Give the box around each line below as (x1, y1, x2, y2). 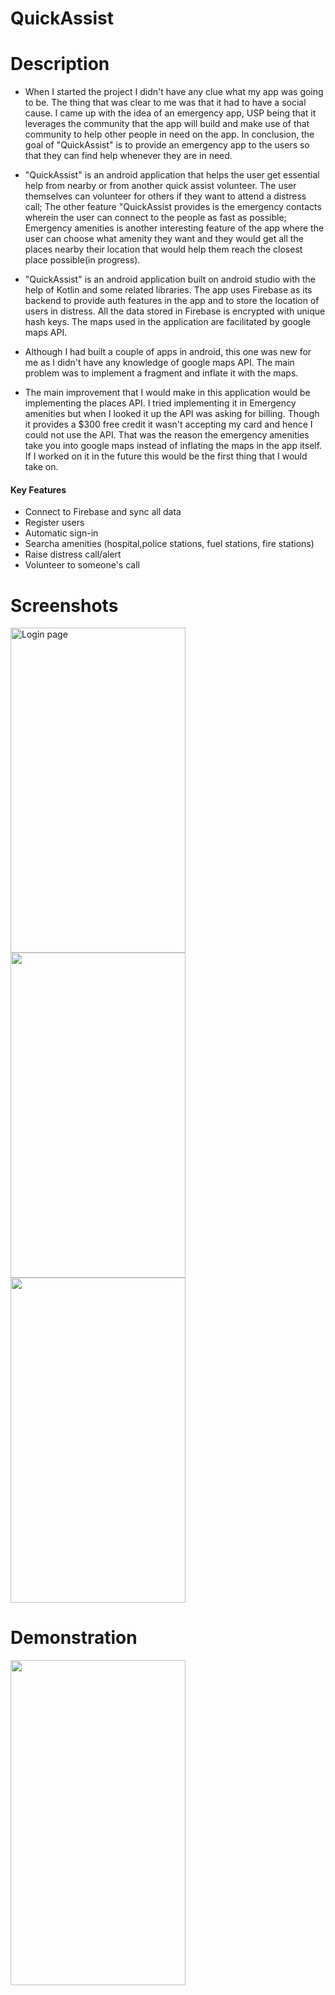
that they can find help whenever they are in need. (24, 150, 233, 162)
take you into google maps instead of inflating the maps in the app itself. (24, 440, 323, 452)
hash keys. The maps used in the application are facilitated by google (24, 316, 311, 328)
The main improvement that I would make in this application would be (24, 387, 311, 399)
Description (10, 53, 110, 76)
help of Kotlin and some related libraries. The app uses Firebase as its (24, 284, 313, 296)
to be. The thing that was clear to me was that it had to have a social (24, 97, 307, 109)
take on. (24, 461, 59, 473)
